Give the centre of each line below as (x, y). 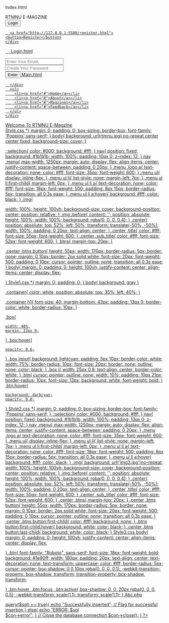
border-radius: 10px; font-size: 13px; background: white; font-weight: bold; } (84, 380)
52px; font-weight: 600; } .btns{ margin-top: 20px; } (59, 241)
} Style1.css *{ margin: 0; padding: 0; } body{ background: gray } (72, 282)
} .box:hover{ (19, 340)
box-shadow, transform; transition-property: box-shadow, (85, 574)
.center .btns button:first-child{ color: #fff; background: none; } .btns (76, 521)
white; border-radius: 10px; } (48, 307)
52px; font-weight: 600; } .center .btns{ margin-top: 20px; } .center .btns (80, 500)
